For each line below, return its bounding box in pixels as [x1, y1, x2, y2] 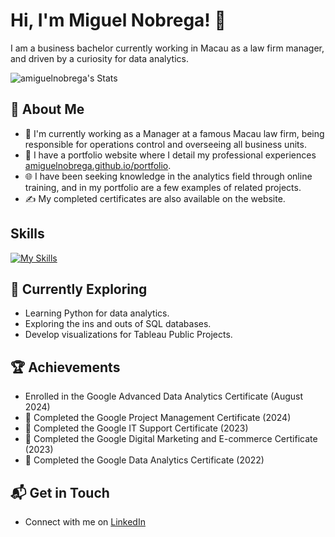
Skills [10, 225, 45, 243]
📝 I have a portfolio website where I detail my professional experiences [24, 149, 317, 161]
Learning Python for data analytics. [24, 307, 170, 319]
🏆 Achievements [10, 359, 121, 376]
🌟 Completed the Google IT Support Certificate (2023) [24, 422, 249, 434]
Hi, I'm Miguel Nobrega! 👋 [10, 9, 227, 32]
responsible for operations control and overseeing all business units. [24, 138, 307, 150]
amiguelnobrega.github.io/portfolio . [24, 159, 172, 171]
